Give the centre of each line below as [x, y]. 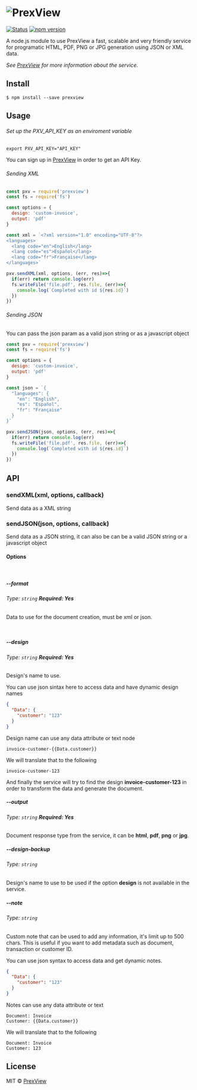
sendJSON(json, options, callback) [58, 524]
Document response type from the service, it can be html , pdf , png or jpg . [98, 835]
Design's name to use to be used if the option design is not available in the [98, 883]
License [21, 1066]
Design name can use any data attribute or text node [71, 738]
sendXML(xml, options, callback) [55, 495]
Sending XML [23, 174]
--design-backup [28, 849]
